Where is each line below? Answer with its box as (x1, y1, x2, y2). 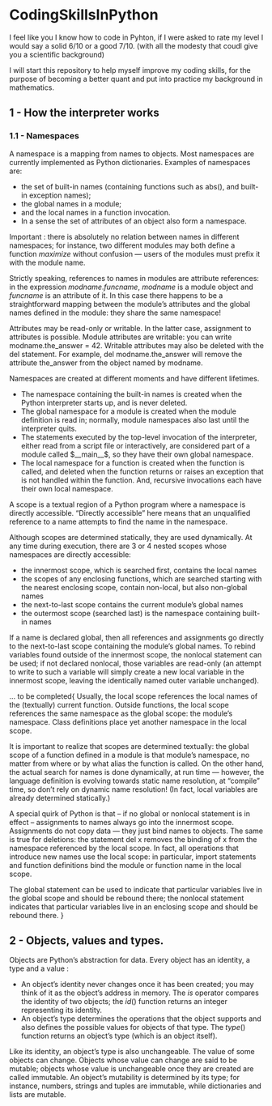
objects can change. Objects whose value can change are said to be (9, 1055, 238, 1066)
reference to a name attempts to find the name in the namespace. (9, 517, 228, 526)
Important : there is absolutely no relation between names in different (9, 232, 240, 241)
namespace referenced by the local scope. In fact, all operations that (9, 843, 239, 853)
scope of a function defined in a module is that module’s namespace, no (9, 750, 250, 759)
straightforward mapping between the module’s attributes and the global (9, 299, 250, 308)
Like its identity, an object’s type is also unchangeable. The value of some (9, 1047, 255, 1057)
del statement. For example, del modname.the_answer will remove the (9, 349, 243, 359)
